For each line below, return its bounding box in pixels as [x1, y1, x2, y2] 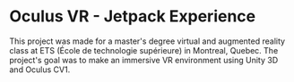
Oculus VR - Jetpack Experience [9, 6, 256, 27]
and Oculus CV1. [9, 64, 71, 75]
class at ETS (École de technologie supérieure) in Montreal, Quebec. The [9, 45, 279, 55]
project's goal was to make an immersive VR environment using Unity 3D [9, 54, 279, 65]
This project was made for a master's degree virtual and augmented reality [9, 36, 285, 46]
